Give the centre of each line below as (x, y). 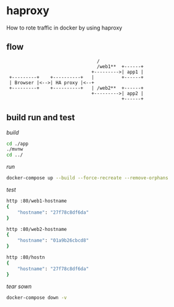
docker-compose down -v (37, 297)
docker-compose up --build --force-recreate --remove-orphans (87, 178)
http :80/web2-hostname (37, 229)
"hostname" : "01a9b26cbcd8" (53, 241)
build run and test (41, 118)
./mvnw (15, 149)
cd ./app (17, 144)
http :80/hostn (26, 258)
